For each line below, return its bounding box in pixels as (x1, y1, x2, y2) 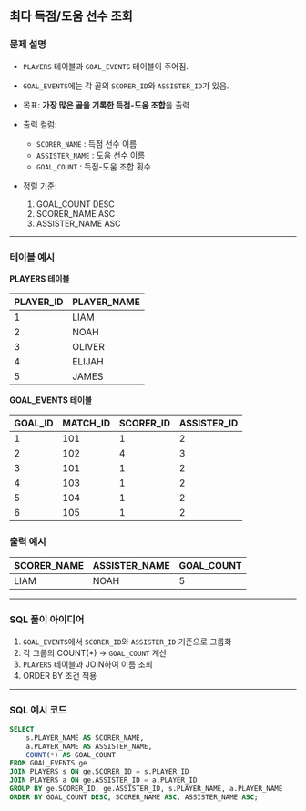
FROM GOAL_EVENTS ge (9, 759, 88, 768)
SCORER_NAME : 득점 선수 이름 (36, 138, 138, 149)
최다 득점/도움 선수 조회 (9, 8, 134, 25)
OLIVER (72, 340, 105, 353)
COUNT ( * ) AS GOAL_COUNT (25, 750, 117, 759)
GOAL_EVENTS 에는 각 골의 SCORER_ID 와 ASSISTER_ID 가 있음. (22, 80, 229, 91)
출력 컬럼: (22, 118, 57, 129)
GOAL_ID (14, 416, 54, 429)
